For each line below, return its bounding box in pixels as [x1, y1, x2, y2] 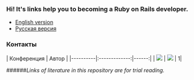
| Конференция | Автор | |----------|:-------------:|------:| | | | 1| [6, 55, 183, 62]
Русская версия [15, 25, 57, 32]
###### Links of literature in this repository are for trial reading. [6, 66, 165, 74]
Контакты [6, 40, 37, 48]
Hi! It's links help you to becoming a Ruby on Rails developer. [6, 5, 189, 13]
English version [15, 19, 53, 26]
